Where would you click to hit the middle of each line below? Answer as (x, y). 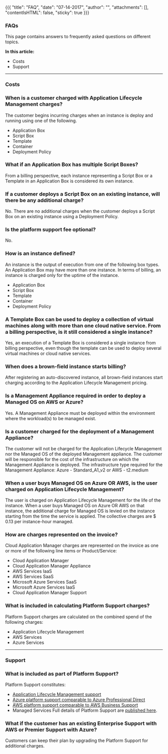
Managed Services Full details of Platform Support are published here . (85, 710)
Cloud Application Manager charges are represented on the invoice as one (82, 545)
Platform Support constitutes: (35, 685)
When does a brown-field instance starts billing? (66, 366)
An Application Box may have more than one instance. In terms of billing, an (83, 270)
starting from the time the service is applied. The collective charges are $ (81, 516)
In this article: (20, 52)
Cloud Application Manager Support (49, 593)
